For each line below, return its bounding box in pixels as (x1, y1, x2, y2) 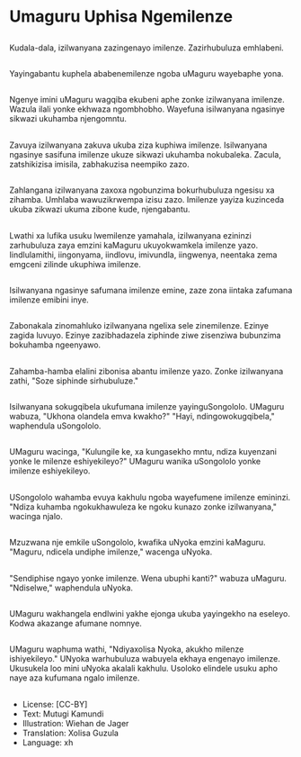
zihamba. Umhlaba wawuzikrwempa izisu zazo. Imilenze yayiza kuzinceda (9, 194, 285, 205)
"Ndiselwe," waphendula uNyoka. (9, 582, 133, 593)
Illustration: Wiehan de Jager (22, 717, 129, 728)
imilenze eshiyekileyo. (9, 465, 91, 476)
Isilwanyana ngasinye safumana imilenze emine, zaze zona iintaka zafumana (9, 284, 293, 295)
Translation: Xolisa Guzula (22, 727, 120, 738)
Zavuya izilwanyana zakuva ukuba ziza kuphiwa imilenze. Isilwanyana (9, 140, 268, 150)
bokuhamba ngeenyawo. (9, 339, 102, 350)
